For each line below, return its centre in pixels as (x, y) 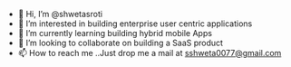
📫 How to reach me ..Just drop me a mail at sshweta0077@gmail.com (150, 53)
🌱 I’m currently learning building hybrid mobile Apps (115, 33)
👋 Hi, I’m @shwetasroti (60, 14)
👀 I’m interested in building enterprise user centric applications (135, 24)
